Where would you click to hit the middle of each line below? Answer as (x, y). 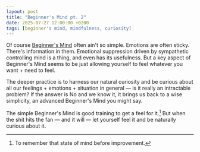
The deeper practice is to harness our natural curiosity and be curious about (100, 82)
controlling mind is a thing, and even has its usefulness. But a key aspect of (99, 58)
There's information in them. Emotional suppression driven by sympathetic (98, 52)
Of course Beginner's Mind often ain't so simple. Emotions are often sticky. (98, 45)
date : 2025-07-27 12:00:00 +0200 (48, 23)
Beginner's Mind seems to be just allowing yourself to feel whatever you (95, 64)
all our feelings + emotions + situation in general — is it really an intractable (99, 88)
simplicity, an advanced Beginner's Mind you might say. (74, 101)
